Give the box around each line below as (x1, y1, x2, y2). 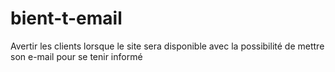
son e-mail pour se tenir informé (10, 50, 143, 62)
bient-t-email (10, 7, 123, 30)
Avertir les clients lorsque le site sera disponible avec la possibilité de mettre (10, 40, 325, 52)
